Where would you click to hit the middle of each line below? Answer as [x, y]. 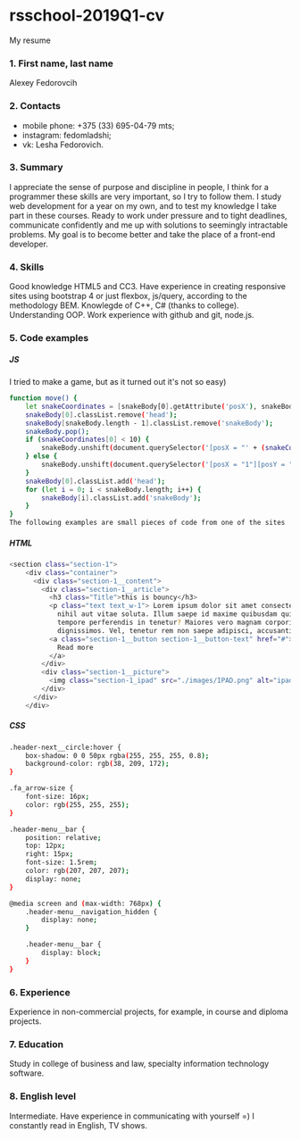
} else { [42, 456]
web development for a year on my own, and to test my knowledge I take [143, 205]
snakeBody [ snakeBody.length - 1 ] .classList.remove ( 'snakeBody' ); [150, 423]
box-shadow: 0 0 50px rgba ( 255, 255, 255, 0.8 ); [117, 755]
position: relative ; [63, 837]
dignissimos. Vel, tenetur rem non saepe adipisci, [155, 630]
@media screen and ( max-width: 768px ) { [86, 903]
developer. [29, 244]
